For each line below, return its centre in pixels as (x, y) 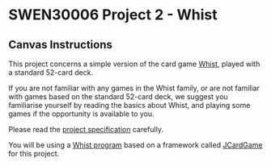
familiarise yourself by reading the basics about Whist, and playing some (129, 105)
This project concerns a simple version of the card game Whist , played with (134, 64)
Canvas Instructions (61, 45)
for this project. (34, 154)
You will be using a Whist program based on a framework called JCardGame (135, 145)
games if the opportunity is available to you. (82, 114)
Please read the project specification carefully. (86, 129)
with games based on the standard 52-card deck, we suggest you (118, 97)
